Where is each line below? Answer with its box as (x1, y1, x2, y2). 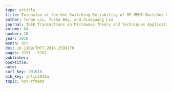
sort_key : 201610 (5, 70, 42, 75)
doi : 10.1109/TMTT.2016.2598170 (5, 45, 74, 51)
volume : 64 (5, 27, 29, 32)
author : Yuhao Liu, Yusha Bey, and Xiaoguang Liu (5, 17, 114, 22)
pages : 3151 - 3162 (5, 50, 47, 55)
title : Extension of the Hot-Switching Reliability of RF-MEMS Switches (5, 12, 164, 17)
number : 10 (5, 31, 29, 36)
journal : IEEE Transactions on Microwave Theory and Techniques (5, 21, 145, 27)
